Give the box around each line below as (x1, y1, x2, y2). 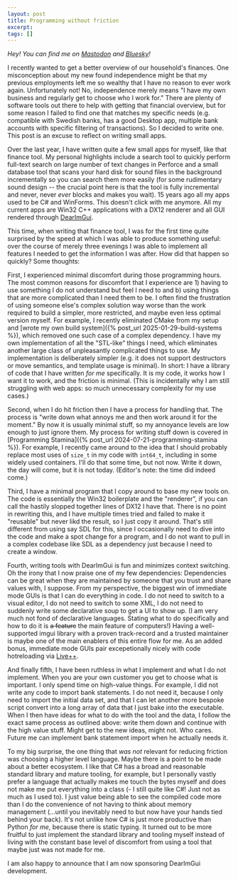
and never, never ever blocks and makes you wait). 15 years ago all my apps (7, 190, 230, 199)
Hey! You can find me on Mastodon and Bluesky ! (7, 50, 151, 58)
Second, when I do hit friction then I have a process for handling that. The (7, 406, 223, 414)
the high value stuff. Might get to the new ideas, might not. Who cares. (7, 726, 213, 735)
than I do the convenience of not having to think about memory (7, 800, 192, 809)
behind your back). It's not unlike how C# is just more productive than (7, 815, 212, 824)
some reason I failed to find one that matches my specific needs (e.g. (7, 109, 210, 117)
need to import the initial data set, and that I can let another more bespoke (7, 696, 225, 704)
